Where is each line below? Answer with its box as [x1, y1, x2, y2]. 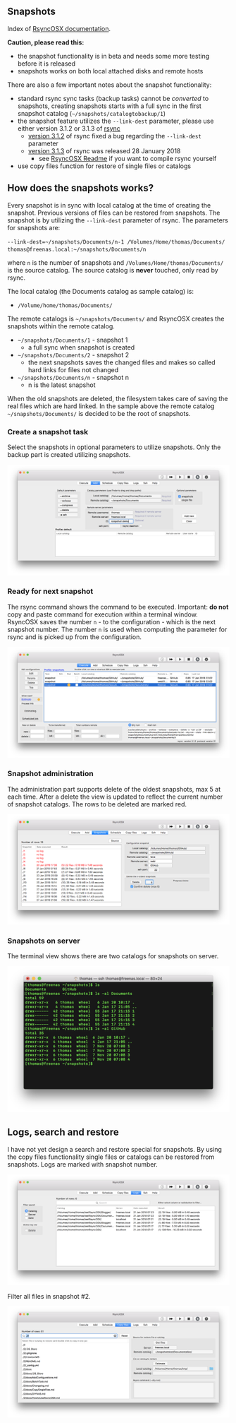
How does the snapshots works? [7, 182, 154, 194]
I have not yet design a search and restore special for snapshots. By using [7, 1145, 222, 1153]
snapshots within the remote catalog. [7, 321, 115, 331]
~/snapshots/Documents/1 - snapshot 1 [17, 335, 128, 344]
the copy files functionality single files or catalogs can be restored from [7, 1153, 215, 1161]
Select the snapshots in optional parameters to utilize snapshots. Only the [7, 443, 221, 451]
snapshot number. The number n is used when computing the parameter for [7, 625, 228, 633]
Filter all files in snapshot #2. [7, 1292, 91, 1301]
